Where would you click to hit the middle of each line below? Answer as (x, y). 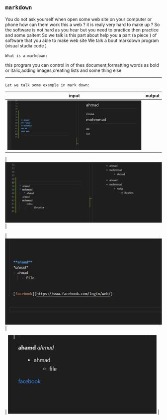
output (153, 96)
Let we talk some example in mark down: (48, 85)
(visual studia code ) (26, 45)
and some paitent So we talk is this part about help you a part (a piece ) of (81, 35)
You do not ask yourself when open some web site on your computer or (79, 19)
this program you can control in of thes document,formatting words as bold (82, 65)
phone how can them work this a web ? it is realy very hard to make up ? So (83, 24)
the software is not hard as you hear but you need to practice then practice (82, 30)
